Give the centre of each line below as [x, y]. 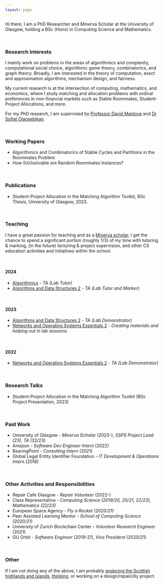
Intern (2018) [26, 462]
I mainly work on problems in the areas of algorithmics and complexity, [77, 62]
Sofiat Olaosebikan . [25, 119]
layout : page [19, 10]
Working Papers [25, 141]
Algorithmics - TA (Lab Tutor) [42, 283]
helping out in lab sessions [40, 331]
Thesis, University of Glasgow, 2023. [50, 202]
